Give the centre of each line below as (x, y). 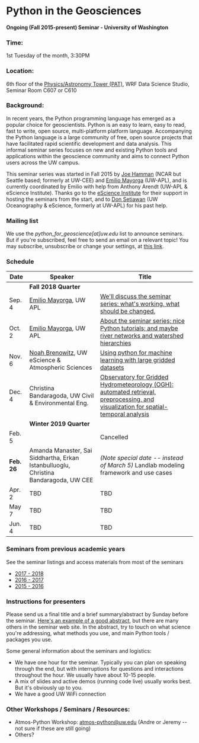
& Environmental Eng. (59, 403)
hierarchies (115, 343)
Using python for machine (136, 353)
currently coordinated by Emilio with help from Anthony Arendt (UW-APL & (97, 186)
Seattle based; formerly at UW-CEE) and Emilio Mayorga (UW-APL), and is (97, 180)
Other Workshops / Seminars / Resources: (68, 709)
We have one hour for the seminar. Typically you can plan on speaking (100, 662)
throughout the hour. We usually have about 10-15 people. (85, 675)
